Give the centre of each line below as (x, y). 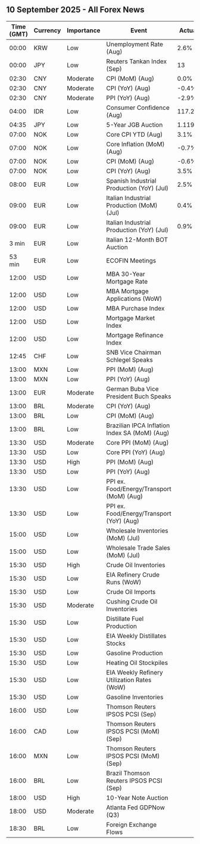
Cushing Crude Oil (132, 601)
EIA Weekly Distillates (136, 636)
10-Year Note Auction (137, 797)
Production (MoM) (132, 205)
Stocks (116, 643)
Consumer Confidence (138, 107)
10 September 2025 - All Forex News (75, 10)
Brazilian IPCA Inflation (138, 425)
